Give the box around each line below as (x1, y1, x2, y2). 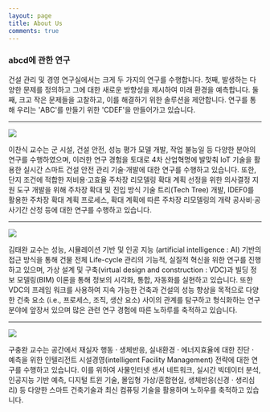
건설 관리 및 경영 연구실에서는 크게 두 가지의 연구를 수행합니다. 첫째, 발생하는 (8, 74, 248, 84)
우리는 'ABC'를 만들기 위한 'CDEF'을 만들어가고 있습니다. (16, 105, 196, 114)
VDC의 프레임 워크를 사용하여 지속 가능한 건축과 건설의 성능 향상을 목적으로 (8, 285, 244, 295)
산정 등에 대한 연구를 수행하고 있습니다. (29, 204, 153, 214)
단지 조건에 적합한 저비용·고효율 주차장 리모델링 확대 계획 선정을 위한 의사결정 (8, 175, 251, 184)
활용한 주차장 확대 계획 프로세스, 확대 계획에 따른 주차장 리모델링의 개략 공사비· (8, 195, 255, 204)
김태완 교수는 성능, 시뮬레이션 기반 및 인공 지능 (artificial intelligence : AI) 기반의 (8, 245, 262, 254)
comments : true (8, 27, 59, 35)
